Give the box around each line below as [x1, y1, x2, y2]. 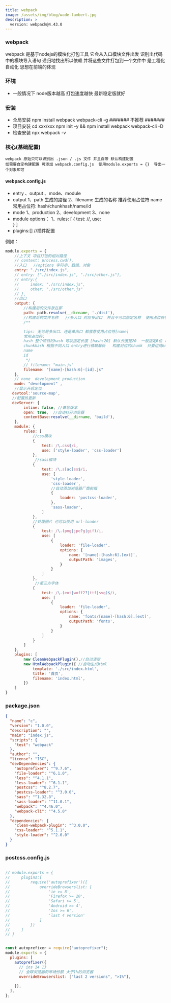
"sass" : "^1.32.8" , [14, 795, 56, 800]
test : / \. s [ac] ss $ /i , [41, 467, 88, 472]
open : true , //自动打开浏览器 [23, 410, 84, 415]
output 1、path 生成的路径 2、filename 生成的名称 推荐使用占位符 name [12, 196, 163, 202]
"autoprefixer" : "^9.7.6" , [14, 766, 72, 771]
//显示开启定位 [14, 386, 42, 391]
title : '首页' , [32, 671, 64, 676]
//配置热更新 [12, 395, 36, 401]
